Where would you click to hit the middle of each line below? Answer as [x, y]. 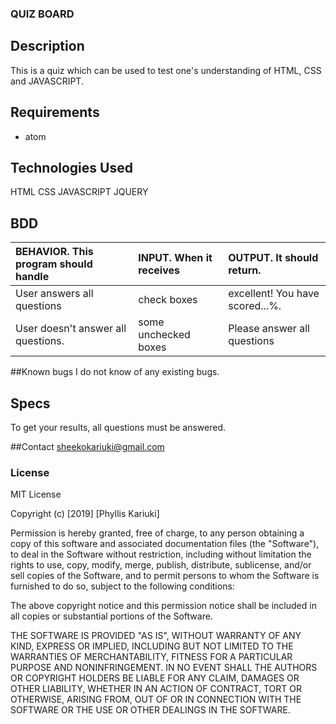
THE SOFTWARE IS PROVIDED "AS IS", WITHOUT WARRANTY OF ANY [156, 636]
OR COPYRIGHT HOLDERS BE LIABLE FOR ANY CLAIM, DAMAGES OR [155, 678]
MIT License [36, 494]
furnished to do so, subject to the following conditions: [122, 586]
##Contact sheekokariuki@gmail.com [87, 446]
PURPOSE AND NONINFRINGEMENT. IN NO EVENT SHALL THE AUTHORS [164, 668]
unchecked [164, 335]
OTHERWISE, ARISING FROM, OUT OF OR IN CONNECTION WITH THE [156, 699]
